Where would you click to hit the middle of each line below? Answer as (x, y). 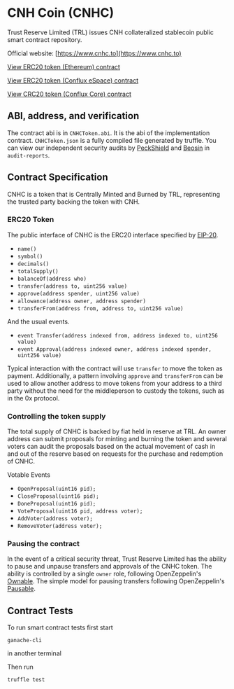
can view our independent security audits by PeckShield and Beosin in (109, 148)
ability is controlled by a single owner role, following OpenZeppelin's (104, 574)
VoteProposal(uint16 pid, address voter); (80, 511)
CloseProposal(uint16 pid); (58, 496)
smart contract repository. (45, 39)
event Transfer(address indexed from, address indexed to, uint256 (117, 335)
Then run (20, 667)
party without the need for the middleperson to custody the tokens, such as (116, 391)
